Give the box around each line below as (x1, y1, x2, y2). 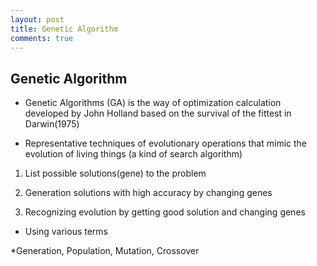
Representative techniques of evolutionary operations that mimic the (24, 137, 307, 150)
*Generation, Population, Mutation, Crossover (10, 245, 200, 257)
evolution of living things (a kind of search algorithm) (24, 148, 243, 160)
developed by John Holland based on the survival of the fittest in (24, 107, 292, 120)
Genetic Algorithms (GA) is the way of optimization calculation (24, 97, 282, 109)
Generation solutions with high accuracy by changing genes (24, 187, 273, 199)
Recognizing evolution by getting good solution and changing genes (24, 206, 306, 218)
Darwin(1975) (24, 118, 80, 130)
